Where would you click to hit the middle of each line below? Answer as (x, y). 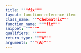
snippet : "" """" (22, 29)
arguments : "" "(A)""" (28, 43)
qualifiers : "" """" (26, 33)
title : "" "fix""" (24, 10)
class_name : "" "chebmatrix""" (37, 19)
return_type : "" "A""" (28, 38)
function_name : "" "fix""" (32, 24)
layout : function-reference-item (40, 15)
